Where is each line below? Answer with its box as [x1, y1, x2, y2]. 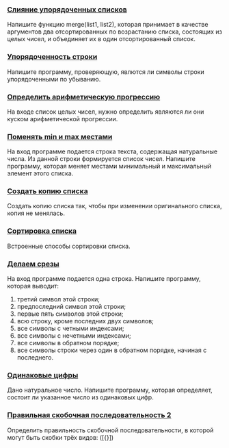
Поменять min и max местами [7, 132, 113, 141]
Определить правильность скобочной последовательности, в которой [7, 426, 214, 434]
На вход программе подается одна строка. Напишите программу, [7, 275, 202, 283]
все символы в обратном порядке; [16, 339, 120, 347]
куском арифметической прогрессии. [7, 114, 118, 123]
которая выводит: [7, 282, 59, 290]
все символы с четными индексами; [16, 324, 124, 333]
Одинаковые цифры [7, 371, 79, 379]
